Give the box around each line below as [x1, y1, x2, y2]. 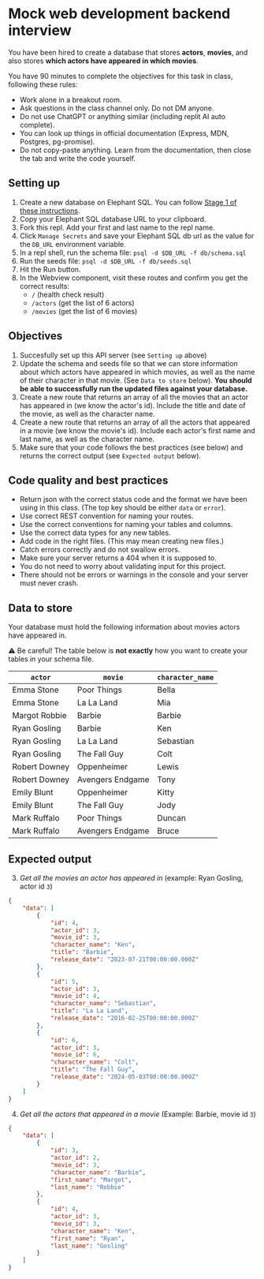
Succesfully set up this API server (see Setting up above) [19, 350, 207, 360]
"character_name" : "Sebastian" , [50, 1000, 157, 1008]
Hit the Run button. [19, 264, 81, 274]
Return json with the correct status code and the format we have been [19, 495, 248, 504]
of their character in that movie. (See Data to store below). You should [19, 376, 252, 385]
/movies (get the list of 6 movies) [31, 306, 138, 316]
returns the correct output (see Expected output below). [19, 451, 202, 460]
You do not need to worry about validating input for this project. [19, 562, 226, 571]
